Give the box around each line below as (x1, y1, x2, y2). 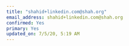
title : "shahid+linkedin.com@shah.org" (6, 8, 107, 15)
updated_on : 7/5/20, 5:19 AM (6, 31, 80, 37)
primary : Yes (6, 25, 39, 32)
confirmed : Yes (6, 20, 45, 26)
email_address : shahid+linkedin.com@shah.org (6, 14, 123, 20)
